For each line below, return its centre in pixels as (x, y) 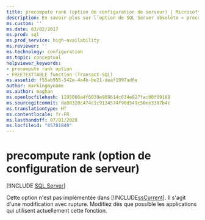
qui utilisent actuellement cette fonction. (57, 211)
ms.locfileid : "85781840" (39, 126)
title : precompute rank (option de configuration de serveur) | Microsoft (103, 12)
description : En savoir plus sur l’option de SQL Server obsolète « (95, 18)
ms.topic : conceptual (34, 57)
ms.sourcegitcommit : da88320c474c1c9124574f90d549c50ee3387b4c (88, 103)
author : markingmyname (35, 86)
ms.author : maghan (30, 92)
